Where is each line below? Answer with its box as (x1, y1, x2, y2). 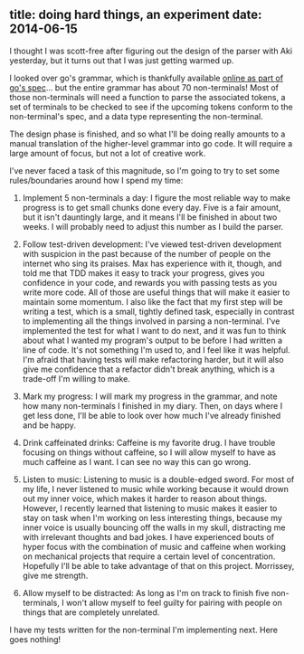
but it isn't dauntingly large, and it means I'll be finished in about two (22, 212, 278, 223)
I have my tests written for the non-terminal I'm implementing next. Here (9, 624, 279, 635)
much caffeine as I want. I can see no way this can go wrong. (22, 456, 252, 467)
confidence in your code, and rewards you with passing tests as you (22, 277, 278, 288)
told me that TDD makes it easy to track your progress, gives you (22, 267, 265, 279)
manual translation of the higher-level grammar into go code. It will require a (9, 137, 293, 148)
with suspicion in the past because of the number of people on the (22, 248, 271, 259)
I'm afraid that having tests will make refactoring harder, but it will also (22, 354, 284, 365)
